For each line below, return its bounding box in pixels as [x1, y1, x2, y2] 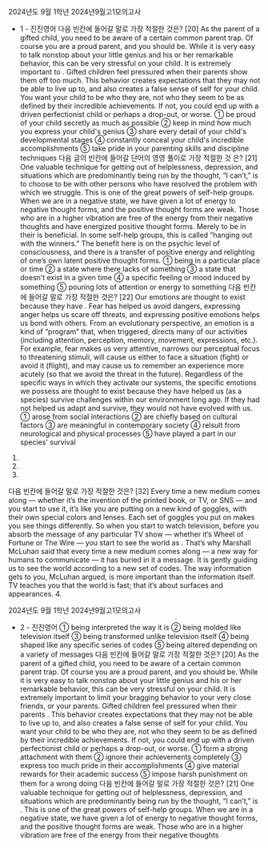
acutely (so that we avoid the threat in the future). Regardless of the [19, 369, 244, 379]
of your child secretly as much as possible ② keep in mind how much [19, 119, 252, 127]
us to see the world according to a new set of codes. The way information [8, 564, 252, 573]
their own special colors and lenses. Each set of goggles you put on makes [8, 512, 255, 522]
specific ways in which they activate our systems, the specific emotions [19, 378, 258, 387]
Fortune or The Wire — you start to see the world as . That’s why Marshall [8, 538, 251, 547]
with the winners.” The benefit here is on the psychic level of [19, 239, 220, 248]
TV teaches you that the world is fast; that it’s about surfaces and [8, 581, 223, 590]
